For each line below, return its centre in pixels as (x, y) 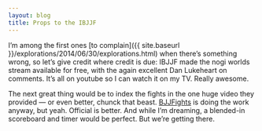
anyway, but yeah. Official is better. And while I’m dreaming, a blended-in (127, 110)
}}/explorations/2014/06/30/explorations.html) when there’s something (123, 53)
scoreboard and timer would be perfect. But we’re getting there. (111, 118)
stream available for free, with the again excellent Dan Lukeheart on (118, 70)
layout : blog (30, 15)
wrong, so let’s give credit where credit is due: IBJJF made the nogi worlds (129, 62)
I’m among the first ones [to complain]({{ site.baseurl (94, 45)
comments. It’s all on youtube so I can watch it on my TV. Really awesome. (129, 78)
